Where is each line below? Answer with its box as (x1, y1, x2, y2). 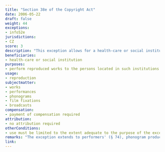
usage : (5, 71, 19, 76)
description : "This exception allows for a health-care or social (5, 48, 144, 53)
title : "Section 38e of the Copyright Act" (5, 7, 96, 12)
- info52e (5, 30, 26, 35)
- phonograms (5, 94, 32, 99)
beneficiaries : (5, 52, 36, 58)
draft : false (5, 16, 32, 21)
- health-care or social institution (5, 57, 82, 62)
